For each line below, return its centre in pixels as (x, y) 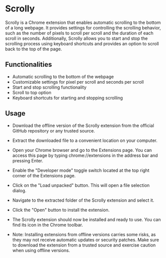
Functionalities (28, 64)
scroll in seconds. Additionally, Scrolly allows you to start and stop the (76, 38)
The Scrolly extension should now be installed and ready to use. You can (86, 219)
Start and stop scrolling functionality (49, 87)
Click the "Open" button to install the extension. (61, 210)
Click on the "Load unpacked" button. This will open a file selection (81, 185)
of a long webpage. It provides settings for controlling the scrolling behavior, (83, 27)
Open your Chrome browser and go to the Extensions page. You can (82, 150)
